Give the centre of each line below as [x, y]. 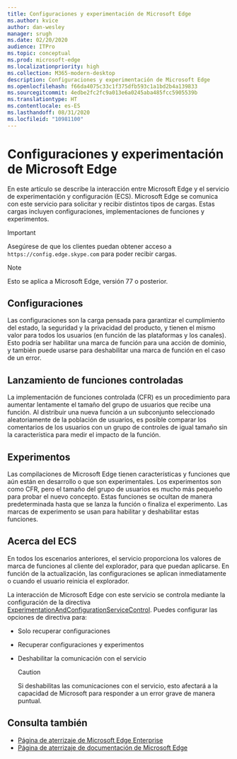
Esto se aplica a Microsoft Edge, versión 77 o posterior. [88, 281]
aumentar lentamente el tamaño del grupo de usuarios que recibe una [109, 405]
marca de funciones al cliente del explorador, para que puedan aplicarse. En [118, 566]
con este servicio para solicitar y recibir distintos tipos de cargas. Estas [111, 204]
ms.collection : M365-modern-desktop [61, 73]
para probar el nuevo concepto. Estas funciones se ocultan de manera [110, 497]
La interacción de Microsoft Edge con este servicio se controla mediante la [116, 594]
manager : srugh [30, 34]
